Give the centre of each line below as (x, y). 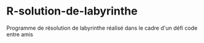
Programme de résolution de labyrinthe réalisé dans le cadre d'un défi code (102, 28)
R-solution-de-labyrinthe (72, 11)
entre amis (20, 34)
